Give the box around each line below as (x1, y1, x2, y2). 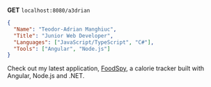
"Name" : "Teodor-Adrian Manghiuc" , (13, 26, 117, 33)
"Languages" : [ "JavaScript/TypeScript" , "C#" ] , (13, 38, 155, 46)
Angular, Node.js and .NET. (7, 72, 85, 80)
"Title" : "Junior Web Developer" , (13, 32, 114, 39)
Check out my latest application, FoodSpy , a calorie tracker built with (7, 64, 205, 72)
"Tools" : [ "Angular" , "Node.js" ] (13, 45, 111, 52)
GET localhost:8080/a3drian (7, 6, 91, 14)
